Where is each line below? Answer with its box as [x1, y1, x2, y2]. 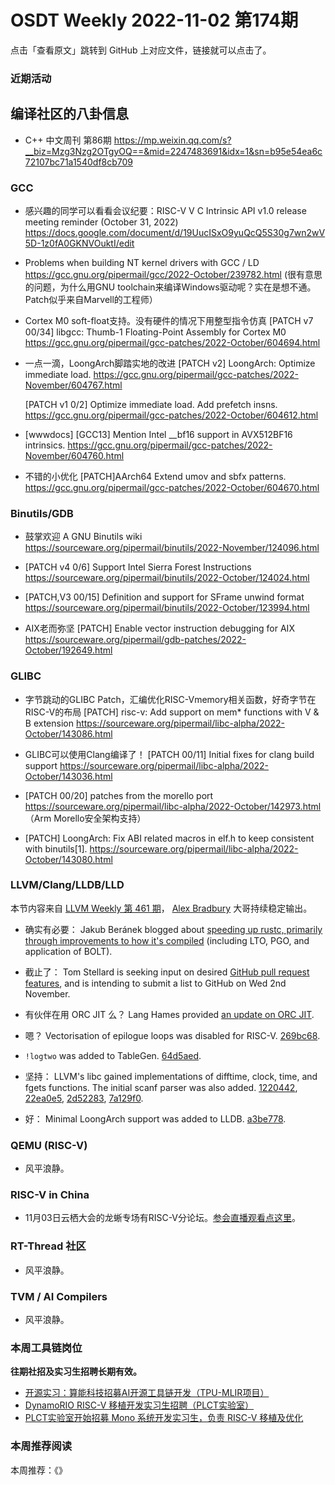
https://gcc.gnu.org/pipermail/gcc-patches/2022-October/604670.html [24, 481, 320, 493]
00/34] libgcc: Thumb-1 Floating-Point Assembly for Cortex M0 [24, 326, 287, 338]
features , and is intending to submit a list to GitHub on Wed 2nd [24, 977, 287, 989]
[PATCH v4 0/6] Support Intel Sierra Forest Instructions [24, 561, 252, 573]
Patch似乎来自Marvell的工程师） [24, 293, 158, 305]
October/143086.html [24, 727, 113, 740]
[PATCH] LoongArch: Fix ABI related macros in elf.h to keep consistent [24, 832, 315, 844]
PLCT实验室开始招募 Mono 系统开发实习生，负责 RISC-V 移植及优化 [24, 1412, 304, 1424]
